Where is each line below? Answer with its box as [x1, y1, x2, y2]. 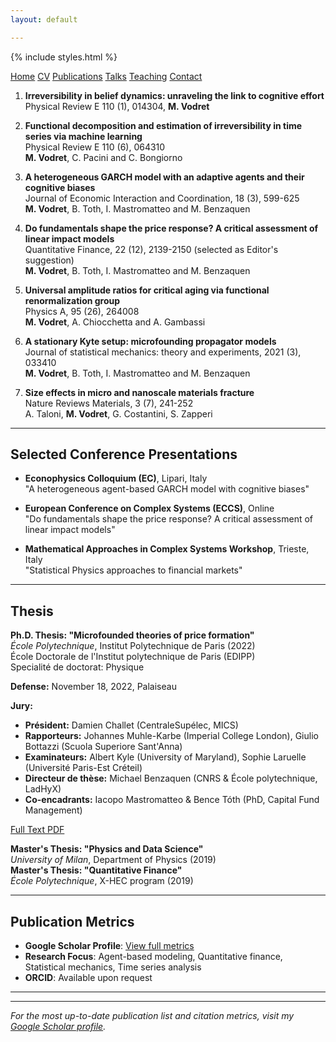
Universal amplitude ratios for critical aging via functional [24, 284, 270, 296]
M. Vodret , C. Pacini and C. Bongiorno [24, 151, 183, 163]
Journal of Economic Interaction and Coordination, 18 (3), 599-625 [24, 192, 300, 204]
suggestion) [24, 254, 75, 266]
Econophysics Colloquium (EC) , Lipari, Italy [24, 472, 208, 485]
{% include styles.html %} [10, 51, 118, 63]
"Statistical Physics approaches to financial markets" [24, 564, 243, 576]
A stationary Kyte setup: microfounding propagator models [24, 335, 277, 347]
